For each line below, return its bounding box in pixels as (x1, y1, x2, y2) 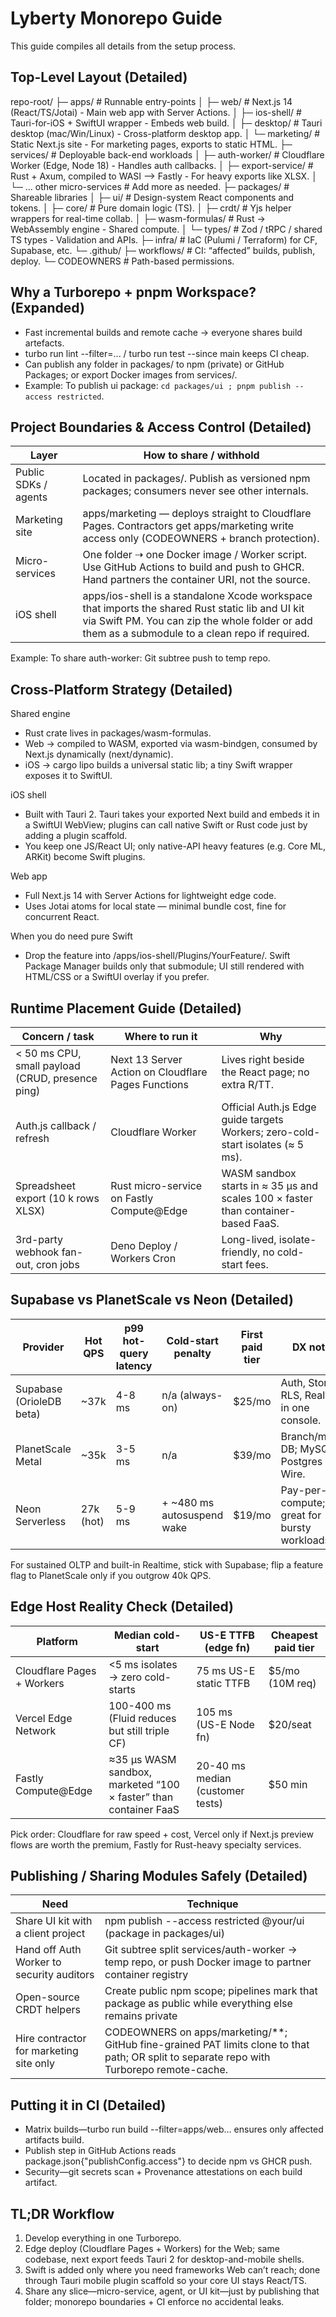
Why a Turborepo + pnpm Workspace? (10, 284, 257, 301)
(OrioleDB (15, 1394, 62, 1408)
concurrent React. (24, 911, 100, 923)
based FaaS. (221, 1217, 280, 1230)
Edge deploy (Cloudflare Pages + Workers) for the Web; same (24, 2243, 280, 2255)
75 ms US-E (196, 1663, 256, 1677)
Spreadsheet (15, 1179, 76, 1192)
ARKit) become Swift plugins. (24, 851, 146, 863)
